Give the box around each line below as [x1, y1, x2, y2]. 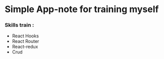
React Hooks [12, 33, 39, 39]
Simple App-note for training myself [5, 4, 159, 15]
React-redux [12, 44, 38, 50]
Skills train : [5, 22, 34, 29]
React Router [12, 38, 39, 44]
